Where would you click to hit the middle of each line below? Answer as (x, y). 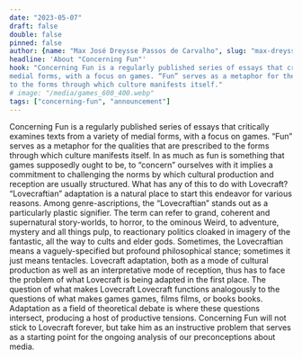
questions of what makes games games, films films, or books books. (136, 299)
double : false (36, 34)
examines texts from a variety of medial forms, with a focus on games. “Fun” (151, 137)
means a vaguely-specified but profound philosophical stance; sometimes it (150, 251)
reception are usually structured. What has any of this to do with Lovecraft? (149, 184)
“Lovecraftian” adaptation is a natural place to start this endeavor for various (151, 193)
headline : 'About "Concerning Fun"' (78, 59)
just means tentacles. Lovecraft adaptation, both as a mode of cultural (139, 261)
